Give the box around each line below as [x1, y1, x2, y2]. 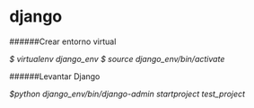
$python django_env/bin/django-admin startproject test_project [9, 88, 245, 99]
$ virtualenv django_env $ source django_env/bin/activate [9, 53, 225, 64]
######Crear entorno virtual [9, 36, 117, 47]
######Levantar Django [9, 70, 101, 82]
